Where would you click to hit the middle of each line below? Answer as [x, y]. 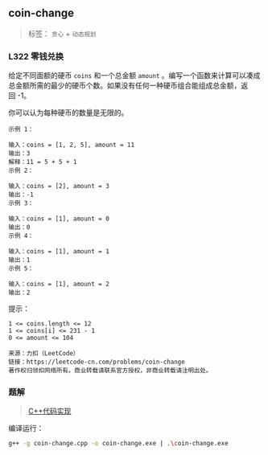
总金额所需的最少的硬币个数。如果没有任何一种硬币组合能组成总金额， [125, 86]
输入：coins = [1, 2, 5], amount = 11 [72, 145]
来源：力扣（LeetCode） [44, 354]
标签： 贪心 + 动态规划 [62, 33]
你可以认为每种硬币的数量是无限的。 [68, 113]
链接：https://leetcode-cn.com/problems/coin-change [97, 362]
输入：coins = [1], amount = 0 [59, 219]
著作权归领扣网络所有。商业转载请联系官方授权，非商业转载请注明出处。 [110, 371]
